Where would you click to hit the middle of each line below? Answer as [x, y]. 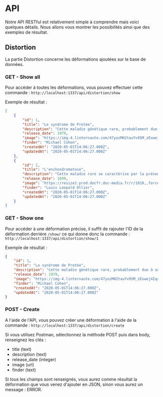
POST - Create [22, 310]
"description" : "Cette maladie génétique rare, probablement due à [83, 270]
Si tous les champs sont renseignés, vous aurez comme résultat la [71, 379]
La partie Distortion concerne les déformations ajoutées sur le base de [75, 59]
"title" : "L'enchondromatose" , [54, 170]
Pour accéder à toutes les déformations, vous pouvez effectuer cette [74, 87]
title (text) [22, 349]
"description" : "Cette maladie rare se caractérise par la [83, 174]
